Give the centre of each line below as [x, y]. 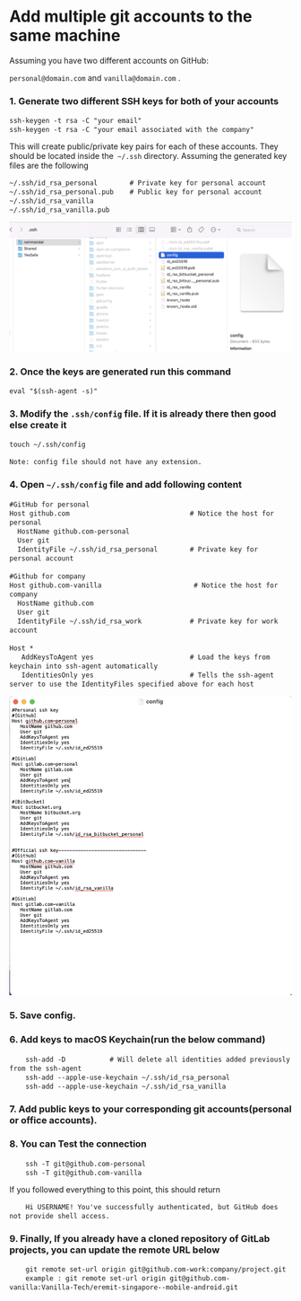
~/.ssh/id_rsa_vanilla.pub [60, 210]
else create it [38, 426]
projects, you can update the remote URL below [115, 1250]
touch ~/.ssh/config [48, 445]
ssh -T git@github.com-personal [86, 1164]
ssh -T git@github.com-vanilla [84, 1173]
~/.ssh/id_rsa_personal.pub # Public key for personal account [136, 192]
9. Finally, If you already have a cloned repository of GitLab [140, 1238]
